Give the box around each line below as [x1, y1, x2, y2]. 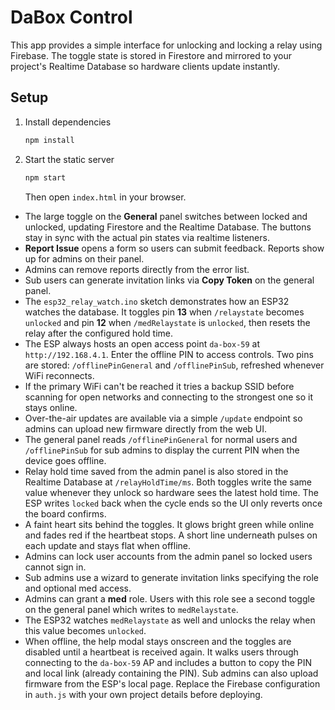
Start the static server [24, 153, 115, 165]
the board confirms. [24, 507, 107, 520]
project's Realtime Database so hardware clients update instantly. [10, 60, 280, 72]
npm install [24, 135, 75, 145]
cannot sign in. [24, 561, 87, 573]
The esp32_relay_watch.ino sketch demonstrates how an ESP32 [24, 295, 290, 307]
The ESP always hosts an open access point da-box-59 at [24, 337, 261, 350]
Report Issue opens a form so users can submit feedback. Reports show [24, 242, 325, 254]
